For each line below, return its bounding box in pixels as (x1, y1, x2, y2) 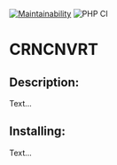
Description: (9, 75, 80, 90)
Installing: (9, 124, 66, 139)
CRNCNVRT (9, 40, 99, 59)
